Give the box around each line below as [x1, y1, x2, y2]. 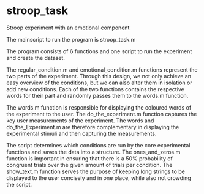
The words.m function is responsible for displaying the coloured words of [6, 103, 192, 111]
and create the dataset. [6, 54, 66, 61]
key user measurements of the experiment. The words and [6, 117, 154, 124]
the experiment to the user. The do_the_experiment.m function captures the [6, 110, 197, 118]
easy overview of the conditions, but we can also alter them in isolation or [6, 79, 192, 86]
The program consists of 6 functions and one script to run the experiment [6, 47, 192, 55]
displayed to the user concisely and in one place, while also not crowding [6, 174, 191, 181]
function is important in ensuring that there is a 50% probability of [6, 154, 173, 162]
